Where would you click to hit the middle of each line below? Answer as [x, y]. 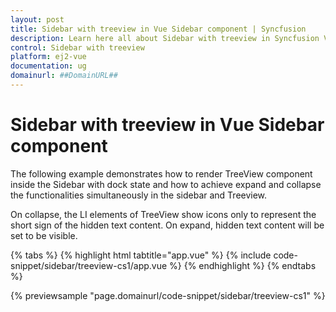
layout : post [37, 19]
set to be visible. [44, 235]
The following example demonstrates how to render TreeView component [161, 173]
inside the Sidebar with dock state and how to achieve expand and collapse [166, 184]
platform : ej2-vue [48, 57]
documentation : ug [48, 66]
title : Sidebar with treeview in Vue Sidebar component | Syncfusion [158, 29]
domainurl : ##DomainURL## [64, 76]
